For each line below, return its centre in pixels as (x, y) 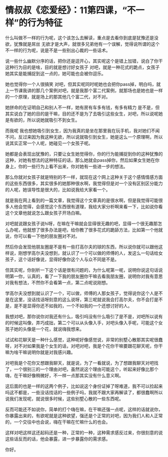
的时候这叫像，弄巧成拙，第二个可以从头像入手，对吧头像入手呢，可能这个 (82, 322)
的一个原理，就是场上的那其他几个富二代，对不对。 (58, 96)
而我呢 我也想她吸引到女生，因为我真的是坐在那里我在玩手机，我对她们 (78, 131)
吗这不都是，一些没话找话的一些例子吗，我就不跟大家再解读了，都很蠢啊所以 (84, 392)
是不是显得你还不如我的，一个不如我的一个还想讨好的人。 (73, 306)
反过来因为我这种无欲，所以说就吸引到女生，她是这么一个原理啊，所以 (90, 137)
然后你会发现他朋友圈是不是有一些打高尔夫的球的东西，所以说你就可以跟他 (82, 247)
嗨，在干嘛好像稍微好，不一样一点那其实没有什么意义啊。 (64, 375)
